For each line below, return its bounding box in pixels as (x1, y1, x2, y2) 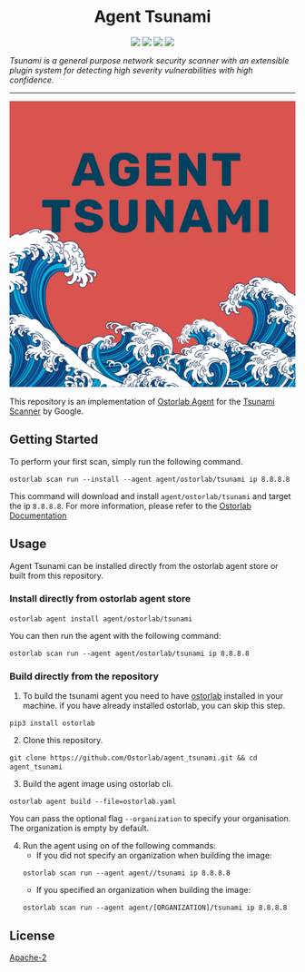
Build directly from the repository (9, 670, 159, 682)
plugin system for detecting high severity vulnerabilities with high (9, 64, 253, 75)
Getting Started (9, 432, 99, 447)
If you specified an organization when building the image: (35, 885, 251, 896)
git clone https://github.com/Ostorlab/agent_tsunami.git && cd (9, 753, 258, 763)
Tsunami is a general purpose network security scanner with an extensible (9, 54, 290, 65)
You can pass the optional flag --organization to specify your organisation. (9, 813, 291, 824)
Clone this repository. (22, 735, 103, 746)
